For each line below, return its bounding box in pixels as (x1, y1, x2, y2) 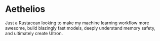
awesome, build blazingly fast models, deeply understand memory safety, (5, 25, 156, 31)
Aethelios (5, 3, 45, 15)
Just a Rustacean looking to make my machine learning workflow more (5, 20, 150, 26)
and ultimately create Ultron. (5, 30, 63, 36)
